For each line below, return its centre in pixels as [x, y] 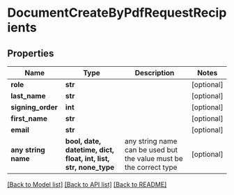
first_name [29, 118]
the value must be [154, 158]
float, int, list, [87, 158]
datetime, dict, [90, 150]
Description [155, 73]
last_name [28, 96]
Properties [31, 53]
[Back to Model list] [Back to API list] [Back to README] [87, 185]
